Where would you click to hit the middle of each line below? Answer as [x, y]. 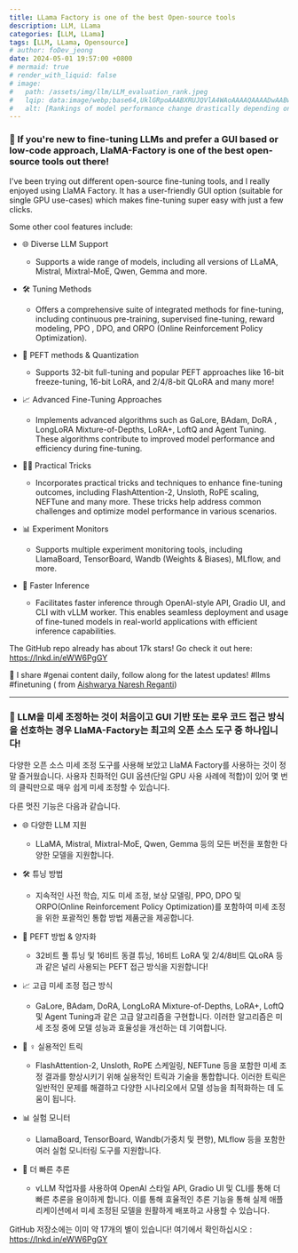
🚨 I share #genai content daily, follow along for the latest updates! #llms [140, 674]
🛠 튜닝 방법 [43, 874]
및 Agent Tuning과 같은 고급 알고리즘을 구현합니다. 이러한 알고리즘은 [154, 1016]
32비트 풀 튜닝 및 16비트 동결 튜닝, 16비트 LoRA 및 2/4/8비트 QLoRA [154, 955]
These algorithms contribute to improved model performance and [155, 439]
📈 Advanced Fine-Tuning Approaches [92, 399]
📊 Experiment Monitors [65, 529]
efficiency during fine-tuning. [89, 448]
